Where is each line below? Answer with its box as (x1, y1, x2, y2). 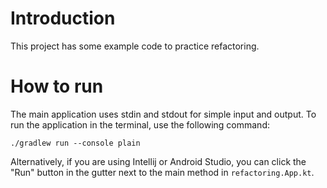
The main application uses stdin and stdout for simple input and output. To (10, 108, 317, 120)
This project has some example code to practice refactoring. (10, 40, 260, 52)
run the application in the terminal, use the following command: (10, 118, 270, 131)
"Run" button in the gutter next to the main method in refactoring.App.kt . (10, 166, 315, 178)
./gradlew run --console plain (10, 138, 141, 148)
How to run (10, 75, 104, 98)
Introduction (10, 7, 116, 30)
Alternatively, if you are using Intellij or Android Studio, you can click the (10, 155, 307, 167)
